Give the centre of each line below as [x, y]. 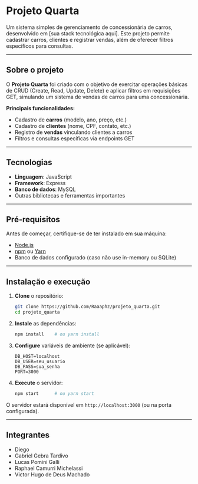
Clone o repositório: [39, 296]
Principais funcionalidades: [41, 108]
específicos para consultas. [40, 46]
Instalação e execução [48, 281]
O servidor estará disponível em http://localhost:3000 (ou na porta [89, 404]
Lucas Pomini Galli [37, 462]
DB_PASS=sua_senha [37, 367]
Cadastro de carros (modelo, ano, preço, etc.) [71, 120]
